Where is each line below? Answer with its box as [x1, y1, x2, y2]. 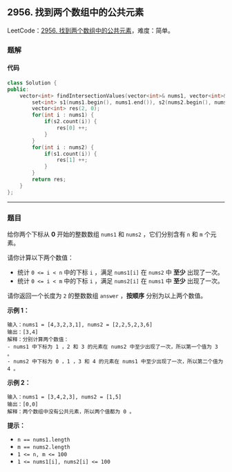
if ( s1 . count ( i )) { [43, 150, 97, 157]
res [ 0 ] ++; [56, 125, 88, 131]
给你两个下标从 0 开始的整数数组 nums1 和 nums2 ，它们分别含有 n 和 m [7, 230, 203, 238]
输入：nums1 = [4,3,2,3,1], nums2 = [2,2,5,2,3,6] [7, 321, 153, 328]
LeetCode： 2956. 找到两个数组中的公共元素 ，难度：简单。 [7, 26, 174, 35]
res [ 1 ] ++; [56, 156, 88, 164]
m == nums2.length [17, 444, 70, 451]
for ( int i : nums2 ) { [32, 144, 95, 151]
